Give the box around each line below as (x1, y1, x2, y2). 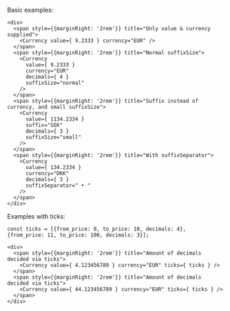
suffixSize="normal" (25, 79, 85, 86)
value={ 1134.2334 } (25, 116, 85, 123)
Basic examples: (7, 6, 54, 14)
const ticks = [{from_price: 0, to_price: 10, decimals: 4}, (7, 225, 187, 232)
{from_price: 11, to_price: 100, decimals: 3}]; (7, 232, 149, 239)
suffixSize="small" (25, 134, 81, 141)
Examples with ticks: (7, 212, 65, 220)
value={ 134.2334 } (25, 164, 81, 171)
